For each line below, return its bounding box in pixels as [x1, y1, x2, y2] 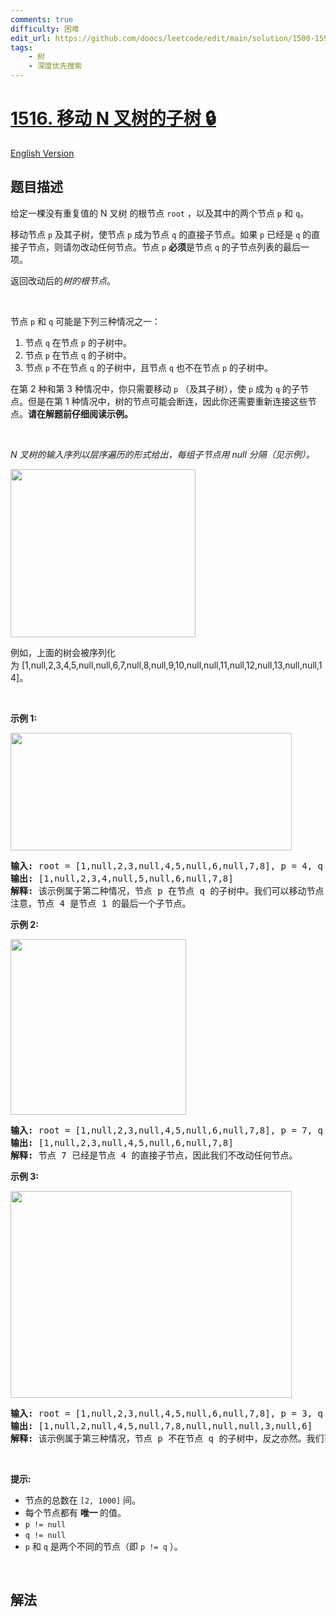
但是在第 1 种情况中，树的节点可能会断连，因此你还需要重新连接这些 [27, 395, 308, 407]
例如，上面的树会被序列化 [10, 646, 116, 658]
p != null [24, 1519, 67, 1530]
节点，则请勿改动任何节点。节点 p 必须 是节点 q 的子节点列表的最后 [27, 241, 302, 253]
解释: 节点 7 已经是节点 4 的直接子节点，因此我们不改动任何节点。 [10, 1149, 298, 1161]
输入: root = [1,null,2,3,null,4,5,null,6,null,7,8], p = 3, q [10, 1407, 324, 1419]
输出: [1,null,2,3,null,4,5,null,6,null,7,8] [10, 1137, 234, 1148]
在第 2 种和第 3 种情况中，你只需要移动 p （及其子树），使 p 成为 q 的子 [10, 382, 301, 395]
